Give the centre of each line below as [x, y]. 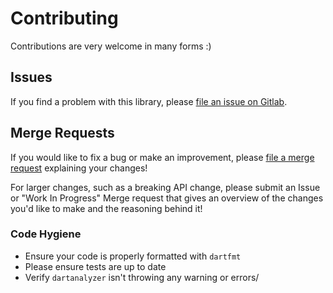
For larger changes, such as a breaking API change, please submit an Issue [165, 187]
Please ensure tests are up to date [95, 266]
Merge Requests [62, 133]
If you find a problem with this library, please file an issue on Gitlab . [149, 101]
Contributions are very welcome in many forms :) [111, 46]
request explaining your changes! [79, 168]
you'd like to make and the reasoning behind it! [106, 208]
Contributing [64, 18]
